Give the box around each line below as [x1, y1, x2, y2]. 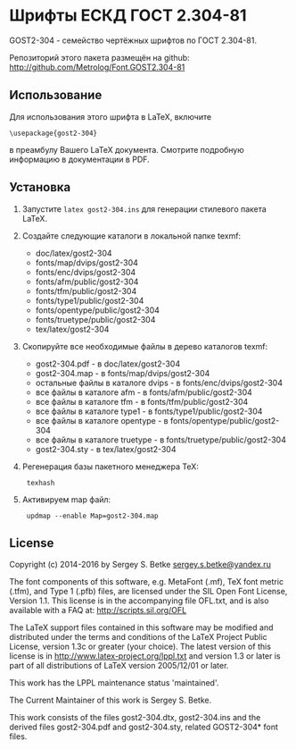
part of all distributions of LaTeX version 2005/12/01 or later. [9, 661, 229, 671]
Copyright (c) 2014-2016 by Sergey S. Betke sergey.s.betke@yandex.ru [9, 560, 272, 570]
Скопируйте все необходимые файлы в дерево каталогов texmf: [21, 341, 268, 351]
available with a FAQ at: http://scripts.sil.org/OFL [9, 605, 187, 616]
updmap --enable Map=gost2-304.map [26, 511, 159, 520]
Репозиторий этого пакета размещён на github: [9, 52, 190, 63]
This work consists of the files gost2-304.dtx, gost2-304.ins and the [9, 712, 261, 723]
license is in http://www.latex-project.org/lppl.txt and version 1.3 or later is [9, 651, 281, 661]
